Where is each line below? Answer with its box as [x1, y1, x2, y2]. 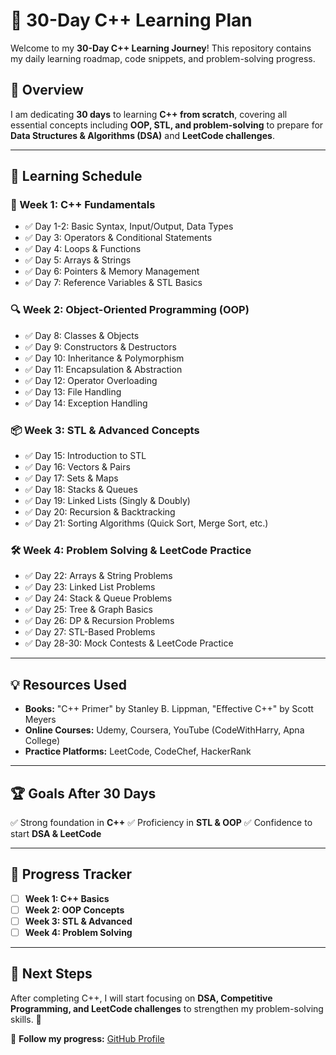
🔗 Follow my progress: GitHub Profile [10, 1032, 165, 1044]
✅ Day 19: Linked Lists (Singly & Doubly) [24, 495, 191, 507]
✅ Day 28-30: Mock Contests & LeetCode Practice [24, 637, 234, 649]
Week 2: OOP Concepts [24, 904, 125, 916]
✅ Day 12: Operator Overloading [24, 374, 158, 386]
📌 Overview [10, 82, 84, 99]
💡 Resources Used [10, 676, 127, 693]
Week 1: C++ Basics [24, 892, 110, 904]
